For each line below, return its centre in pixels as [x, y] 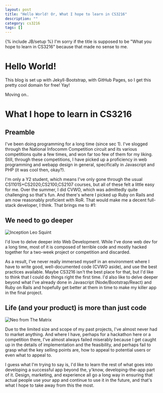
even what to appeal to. [29, 355]
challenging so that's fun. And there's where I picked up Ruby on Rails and [80, 195]
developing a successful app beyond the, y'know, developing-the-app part [80, 370]
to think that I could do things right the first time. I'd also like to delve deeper [81, 277]
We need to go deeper [39, 221]
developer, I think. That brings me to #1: [56, 205]
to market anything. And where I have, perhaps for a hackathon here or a [78, 334]
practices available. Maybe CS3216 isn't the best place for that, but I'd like [79, 272]
